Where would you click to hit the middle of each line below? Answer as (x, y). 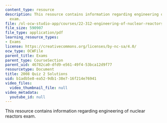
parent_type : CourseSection (34, 60)
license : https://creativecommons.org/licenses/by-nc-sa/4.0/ (71, 46)
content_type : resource (30, 10)
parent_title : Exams (27, 56)
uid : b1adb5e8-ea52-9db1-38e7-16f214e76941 (51, 79)
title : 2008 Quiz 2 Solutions (37, 74)
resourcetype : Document (30, 70)
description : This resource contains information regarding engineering (82, 14)
